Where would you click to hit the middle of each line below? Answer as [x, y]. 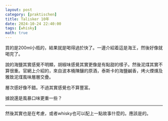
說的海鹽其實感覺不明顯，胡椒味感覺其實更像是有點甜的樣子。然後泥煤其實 [82, 64]
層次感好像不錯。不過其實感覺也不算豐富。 [49, 87]
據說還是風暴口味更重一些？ [34, 98]
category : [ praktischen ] [31, 14]
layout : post [19, 10]
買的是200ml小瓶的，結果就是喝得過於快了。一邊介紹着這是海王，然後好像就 [84, 48]
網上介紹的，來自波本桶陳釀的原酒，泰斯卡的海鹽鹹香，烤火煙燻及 [95, 71]
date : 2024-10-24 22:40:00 [33, 24]
